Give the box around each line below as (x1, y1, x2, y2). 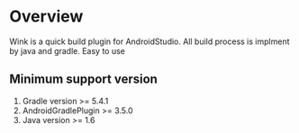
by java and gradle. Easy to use (9, 45, 126, 56)
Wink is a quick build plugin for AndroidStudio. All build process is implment (9, 36, 290, 47)
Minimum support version (9, 72, 158, 87)
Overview (9, 6, 84, 27)
